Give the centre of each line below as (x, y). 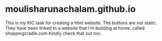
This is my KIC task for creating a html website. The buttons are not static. (81, 23)
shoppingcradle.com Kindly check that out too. (53, 33)
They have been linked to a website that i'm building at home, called (75, 28)
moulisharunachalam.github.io (71, 9)
